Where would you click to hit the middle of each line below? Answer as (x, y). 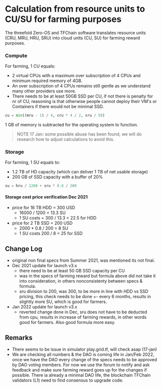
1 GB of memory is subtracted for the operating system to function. (72, 125)
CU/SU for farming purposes (63, 19)
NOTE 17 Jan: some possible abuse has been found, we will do (79, 134)
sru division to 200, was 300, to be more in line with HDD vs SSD (84, 291)
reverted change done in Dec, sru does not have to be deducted (83, 312)
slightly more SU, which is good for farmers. (63, 302)
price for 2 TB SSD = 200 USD (42, 223)
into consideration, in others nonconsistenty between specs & (81, 281)
